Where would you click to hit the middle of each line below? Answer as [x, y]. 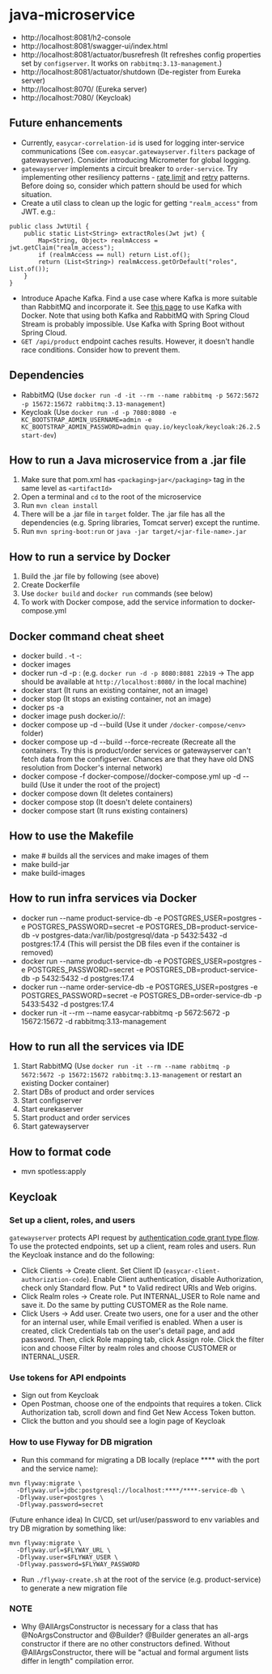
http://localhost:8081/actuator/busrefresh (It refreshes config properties [141, 54]
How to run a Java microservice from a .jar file [127, 460]
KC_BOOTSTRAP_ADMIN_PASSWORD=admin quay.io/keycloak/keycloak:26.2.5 [141, 427]
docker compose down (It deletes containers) [97, 793]
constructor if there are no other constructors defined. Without [125, 1643]
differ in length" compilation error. [77, 1661]
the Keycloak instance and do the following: [82, 1254]
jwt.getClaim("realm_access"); [62, 248]
